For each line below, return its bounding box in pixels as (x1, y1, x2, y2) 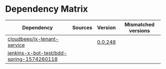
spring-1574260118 (7, 55, 58, 62)
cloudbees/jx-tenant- (7, 35, 59, 42)
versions (129, 27, 150, 34)
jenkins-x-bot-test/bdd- (7, 49, 67, 56)
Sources (72, 24, 92, 31)
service (7, 42, 25, 48)
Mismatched (124, 21, 155, 28)
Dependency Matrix (5, 3, 88, 15)
